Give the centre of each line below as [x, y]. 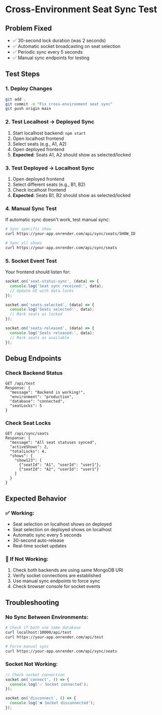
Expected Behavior [36, 498]
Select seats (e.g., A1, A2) [40, 144]
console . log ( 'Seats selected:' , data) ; [52, 309]
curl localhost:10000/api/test [38, 633]
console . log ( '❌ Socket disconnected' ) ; [52, 703]
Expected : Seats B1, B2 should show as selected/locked [72, 195]
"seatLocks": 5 [26, 406]
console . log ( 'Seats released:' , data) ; [52, 333]
